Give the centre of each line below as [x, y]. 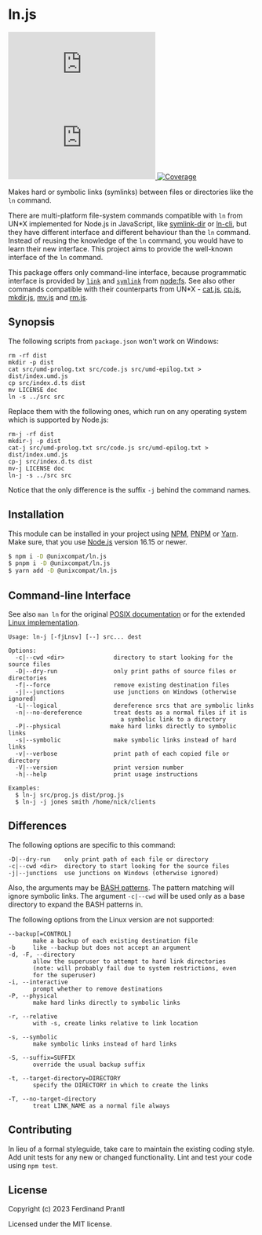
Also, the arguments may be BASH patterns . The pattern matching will [121, 887]
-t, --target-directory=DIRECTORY [65, 1078]
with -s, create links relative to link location [115, 1023]
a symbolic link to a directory [173, 720]
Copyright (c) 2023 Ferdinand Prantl [67, 1209]
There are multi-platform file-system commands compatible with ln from [126, 215]
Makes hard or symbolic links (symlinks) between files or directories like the [131, 192]
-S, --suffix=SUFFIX [42, 1057]
